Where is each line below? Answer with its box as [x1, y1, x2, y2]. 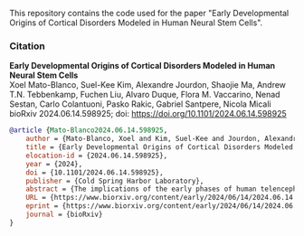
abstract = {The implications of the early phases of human [25, 184, 257, 194]
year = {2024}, [25, 159, 83, 168]
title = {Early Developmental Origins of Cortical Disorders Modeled [25, 143, 294, 152]
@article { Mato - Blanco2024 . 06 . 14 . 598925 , [9, 126, 168, 135]
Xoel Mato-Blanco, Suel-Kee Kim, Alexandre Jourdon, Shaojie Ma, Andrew [9, 80, 287, 90]
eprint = [25, 202, 59, 211]
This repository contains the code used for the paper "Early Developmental [9, 8, 290, 18]
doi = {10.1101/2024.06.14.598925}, [25, 167, 165, 177]
